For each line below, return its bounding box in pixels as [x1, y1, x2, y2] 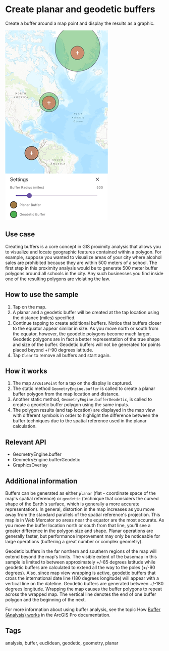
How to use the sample [5, 290, 79, 299]
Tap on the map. [12, 303, 47, 310]
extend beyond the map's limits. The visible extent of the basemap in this [5, 554, 157, 559]
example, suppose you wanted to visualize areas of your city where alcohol [5, 254, 162, 260]
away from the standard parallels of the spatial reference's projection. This [5, 512, 160, 517]
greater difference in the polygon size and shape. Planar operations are [5, 528, 153, 534]
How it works [5, 367, 47, 375]
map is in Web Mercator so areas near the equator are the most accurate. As [5, 517, 164, 523]
